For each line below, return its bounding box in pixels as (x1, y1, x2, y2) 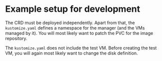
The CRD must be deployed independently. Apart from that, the (5, 20, 135, 26)
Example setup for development (5, 3, 141, 15)
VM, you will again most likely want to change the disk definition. (5, 50, 138, 56)
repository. (5, 35, 27, 41)
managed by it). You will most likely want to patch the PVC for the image (5, 30, 154, 36)
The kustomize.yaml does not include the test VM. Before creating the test (5, 45, 157, 51)
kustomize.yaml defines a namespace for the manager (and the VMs (5, 25, 145, 30)
